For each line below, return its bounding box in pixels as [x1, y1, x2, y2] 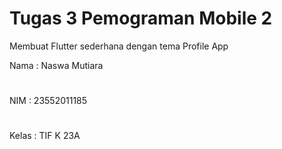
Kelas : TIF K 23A [9, 130, 81, 142]
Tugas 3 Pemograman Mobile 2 [9, 7, 273, 30]
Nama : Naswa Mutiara [9, 59, 104, 71]
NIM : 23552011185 [9, 95, 88, 107]
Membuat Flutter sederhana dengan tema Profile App [9, 40, 229, 52]
